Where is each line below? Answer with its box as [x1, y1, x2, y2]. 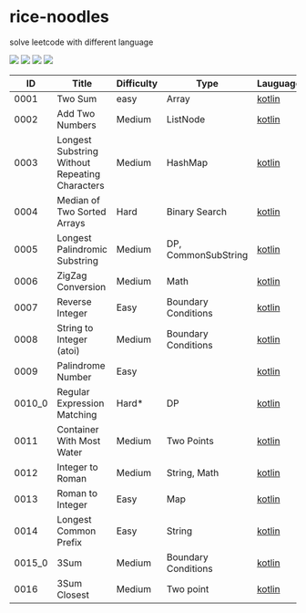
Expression [56, 397, 105, 410]
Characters [56, 179, 105, 192]
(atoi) [56, 344, 80, 357]
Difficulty [116, 77, 158, 89]
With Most [56, 434, 101, 447]
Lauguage [256, 77, 301, 89]
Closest [56, 588, 89, 601]
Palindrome [56, 358, 107, 371]
